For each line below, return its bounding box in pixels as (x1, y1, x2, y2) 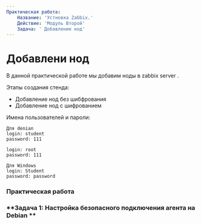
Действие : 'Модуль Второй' (17, 20, 85, 26)
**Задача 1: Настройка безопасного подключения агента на (6, 204, 196, 212)
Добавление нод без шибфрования (15, 95, 107, 103)
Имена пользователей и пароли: (6, 114, 91, 121)
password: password (6, 174, 56, 180)
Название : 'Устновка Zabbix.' (17, 15, 94, 21)
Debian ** (6, 211, 36, 220)
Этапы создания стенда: (6, 84, 70, 91)
